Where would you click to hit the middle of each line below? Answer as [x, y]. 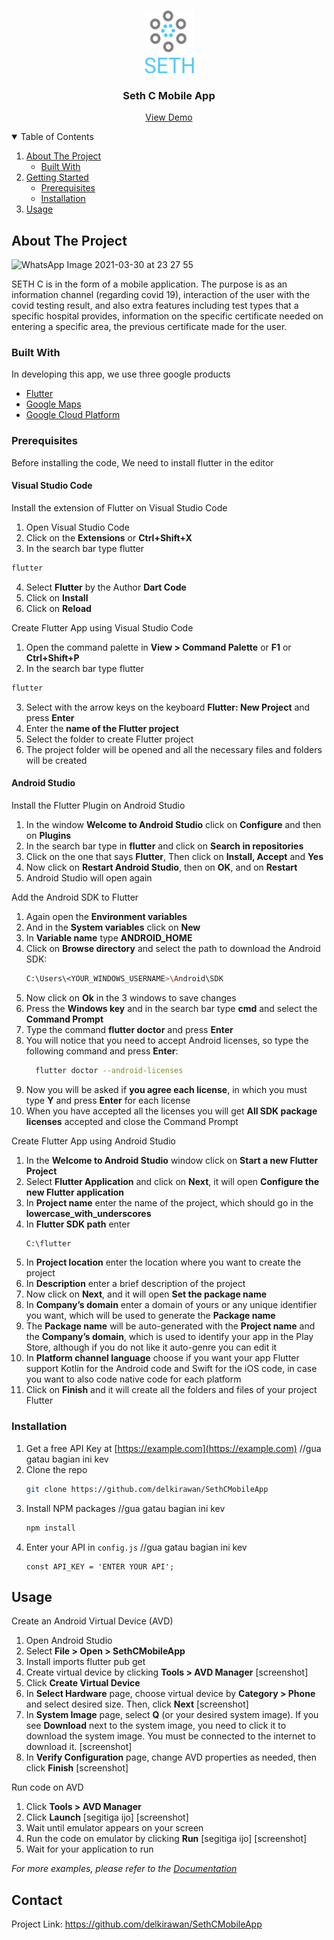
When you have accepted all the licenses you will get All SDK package [171, 1111]
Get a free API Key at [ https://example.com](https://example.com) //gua [173, 1448]
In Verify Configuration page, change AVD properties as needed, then [171, 1757]
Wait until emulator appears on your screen [114, 1828]
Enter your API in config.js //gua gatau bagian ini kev [136, 1547]
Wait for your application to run [89, 1849]
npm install [50, 1528]
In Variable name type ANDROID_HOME [109, 937]
